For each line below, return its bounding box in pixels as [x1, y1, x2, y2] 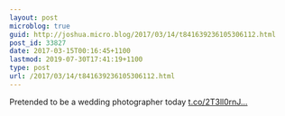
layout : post [9, 13, 59, 22]
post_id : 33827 [9, 38, 67, 48]
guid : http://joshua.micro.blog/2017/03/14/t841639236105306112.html [9, 30, 277, 39]
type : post [9, 64, 51, 73]
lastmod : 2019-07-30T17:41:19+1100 [9, 55, 143, 64]
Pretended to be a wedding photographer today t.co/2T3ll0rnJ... [9, 96, 248, 107]
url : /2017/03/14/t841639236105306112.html [9, 72, 176, 81]
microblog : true [9, 22, 70, 31]
